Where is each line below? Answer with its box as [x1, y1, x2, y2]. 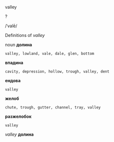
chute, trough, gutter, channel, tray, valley [5, 105, 101, 110]
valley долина [5, 131, 34, 137]
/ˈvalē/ [5, 23, 17, 29]
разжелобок [5, 114, 32, 119]
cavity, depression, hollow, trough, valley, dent [5, 69, 110, 74]
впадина [5, 60, 23, 65]
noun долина [5, 42, 33, 48]
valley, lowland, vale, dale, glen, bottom [5, 51, 95, 56]
